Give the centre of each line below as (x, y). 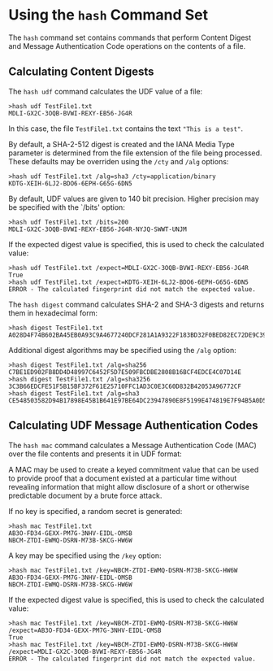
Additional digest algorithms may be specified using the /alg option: (123, 350)
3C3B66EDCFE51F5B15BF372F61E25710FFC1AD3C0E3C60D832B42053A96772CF (125, 386)
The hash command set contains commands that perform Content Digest (130, 37)
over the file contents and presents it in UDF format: (95, 454)
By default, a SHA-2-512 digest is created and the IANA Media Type (121, 144)
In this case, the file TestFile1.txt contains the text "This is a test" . (126, 129)
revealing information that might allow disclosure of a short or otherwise (129, 486)
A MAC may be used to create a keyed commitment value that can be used (134, 469)
